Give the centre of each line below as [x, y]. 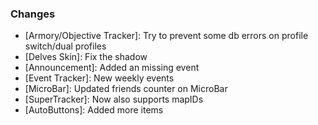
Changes [33, 14]
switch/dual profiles [65, 46]
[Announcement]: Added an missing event [112, 68]
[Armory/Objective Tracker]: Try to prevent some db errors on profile [166, 36]
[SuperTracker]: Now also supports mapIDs [114, 99]
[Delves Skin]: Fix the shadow [86, 57]
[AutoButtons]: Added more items [94, 110]
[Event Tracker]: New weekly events [99, 78]
